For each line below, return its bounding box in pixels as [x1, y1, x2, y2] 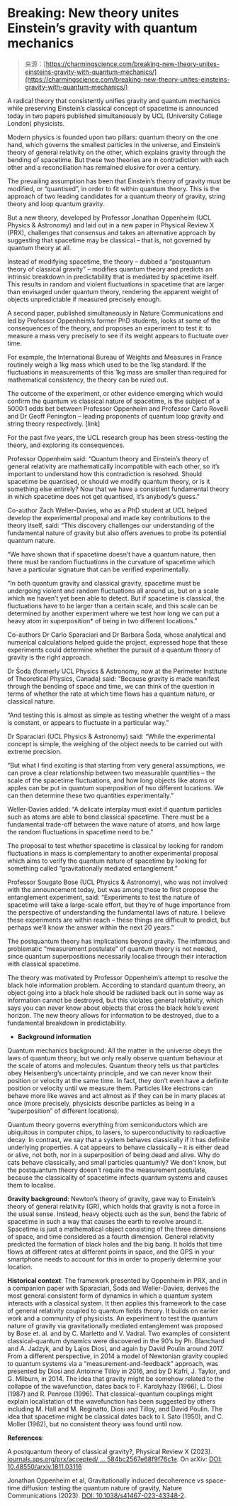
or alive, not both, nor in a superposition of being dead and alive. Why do [7, 1150, 220, 1159]
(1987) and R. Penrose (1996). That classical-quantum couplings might [7, 1389, 213, 1398]
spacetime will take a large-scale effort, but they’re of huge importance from [7, 900, 231, 909]
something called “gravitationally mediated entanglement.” [7, 864, 178, 872]
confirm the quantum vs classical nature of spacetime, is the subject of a [7, 397, 220, 405]
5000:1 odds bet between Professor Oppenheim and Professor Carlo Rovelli [7, 404, 229, 413]
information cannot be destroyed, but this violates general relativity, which [7, 996, 224, 1004]
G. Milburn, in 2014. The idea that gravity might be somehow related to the [7, 1374, 225, 1383]
